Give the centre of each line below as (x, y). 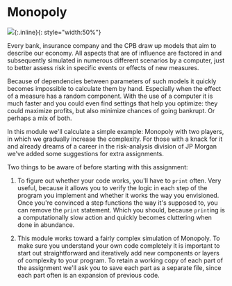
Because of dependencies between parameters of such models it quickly (112, 81)
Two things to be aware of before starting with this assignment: (98, 167)
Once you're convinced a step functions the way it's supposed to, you (117, 203)
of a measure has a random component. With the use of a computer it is (110, 96)
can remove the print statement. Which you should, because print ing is (121, 210)
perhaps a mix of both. (40, 118)
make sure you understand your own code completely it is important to (118, 245)
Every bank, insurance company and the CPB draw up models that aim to (112, 45)
